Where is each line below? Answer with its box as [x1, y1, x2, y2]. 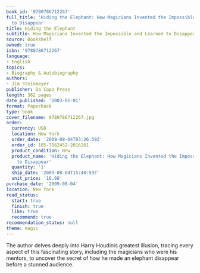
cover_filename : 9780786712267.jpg [6, 114, 95, 120]
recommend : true [11, 214, 52, 220]
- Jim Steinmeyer [6, 81, 49, 87]
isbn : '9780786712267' [6, 48, 62, 54]
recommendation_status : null [6, 220, 79, 226]
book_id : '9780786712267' [6, 8, 70, 15]
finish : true [11, 203, 44, 209]
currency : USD [11, 125, 46, 131]
